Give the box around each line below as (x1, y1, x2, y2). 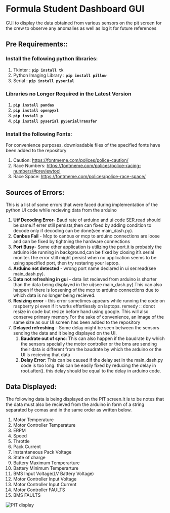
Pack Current (13, 443, 41, 450)
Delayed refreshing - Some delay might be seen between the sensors (13, 325, 160, 331)
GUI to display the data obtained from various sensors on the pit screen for (6, 20, 162, 26)
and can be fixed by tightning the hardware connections (13, 238, 131, 245)
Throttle (13, 438, 30, 444)
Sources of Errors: (6, 188, 65, 197)
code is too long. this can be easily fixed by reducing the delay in (20, 362, 156, 368)
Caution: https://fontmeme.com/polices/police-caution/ (13, 157, 129, 163)
